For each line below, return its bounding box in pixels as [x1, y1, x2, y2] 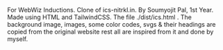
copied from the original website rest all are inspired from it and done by [7, 27, 214, 36]
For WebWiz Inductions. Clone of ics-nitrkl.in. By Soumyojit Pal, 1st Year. [7, 6, 214, 14]
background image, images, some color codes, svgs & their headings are [7, 21, 217, 28]
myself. [7, 35, 28, 43]
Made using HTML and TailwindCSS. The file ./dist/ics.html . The [7, 13, 192, 21]
